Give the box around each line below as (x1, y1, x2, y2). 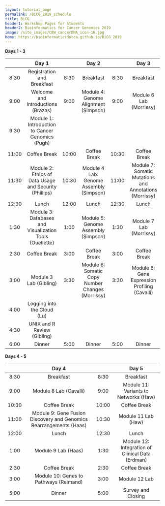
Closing (127, 493, 145, 500)
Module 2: (30, 164, 54, 171)
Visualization (27, 227, 57, 234)
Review (33, 326, 51, 333)
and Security (27, 183, 57, 190)
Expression (130, 277, 156, 284)
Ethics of (31, 171, 53, 178)
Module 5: (82, 215, 106, 221)
